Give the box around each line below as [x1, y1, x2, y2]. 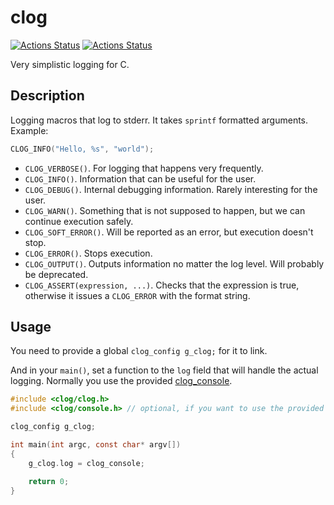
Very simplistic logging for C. [10, 58, 130, 70]
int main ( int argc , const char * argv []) [10, 440, 182, 450]
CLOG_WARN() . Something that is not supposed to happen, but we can [24, 204, 306, 216]
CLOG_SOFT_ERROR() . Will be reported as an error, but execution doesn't [24, 226, 314, 238]
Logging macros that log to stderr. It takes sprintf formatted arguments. [10, 114, 309, 126]
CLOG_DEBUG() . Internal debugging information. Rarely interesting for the [24, 183, 318, 195]
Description [10, 87, 85, 105]
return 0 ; [28, 476, 70, 486]
